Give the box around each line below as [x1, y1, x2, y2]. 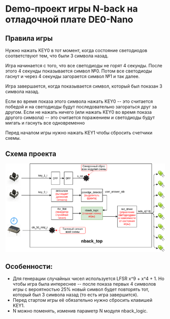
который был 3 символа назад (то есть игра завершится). [12, 292, 139, 298]
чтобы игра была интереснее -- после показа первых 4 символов [12, 281, 156, 287]
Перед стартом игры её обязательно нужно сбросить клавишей [12, 297, 153, 303]
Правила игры [5, 34, 53, 43]
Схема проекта [5, 150, 57, 158]
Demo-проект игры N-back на [5, 3, 138, 15]
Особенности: [5, 262, 53, 271]
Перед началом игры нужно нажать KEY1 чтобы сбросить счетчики [5, 130, 153, 136]
